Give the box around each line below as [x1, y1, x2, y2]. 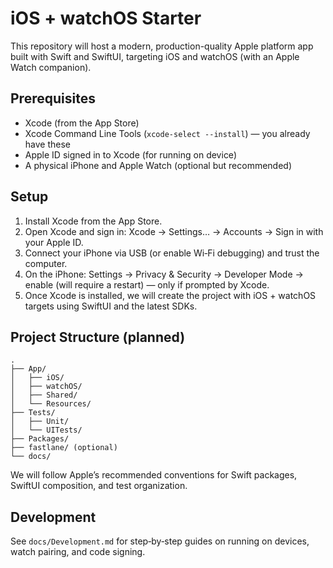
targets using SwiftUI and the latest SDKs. [24, 300, 198, 312]
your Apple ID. [24, 236, 84, 248]
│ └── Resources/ [10, 399, 92, 409]
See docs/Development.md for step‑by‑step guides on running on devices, [10, 535, 310, 547]
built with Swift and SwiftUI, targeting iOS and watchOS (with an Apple [10, 50, 300, 62]
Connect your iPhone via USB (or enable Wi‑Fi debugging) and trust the [24, 247, 320, 259]
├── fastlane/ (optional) [10, 443, 118, 453]
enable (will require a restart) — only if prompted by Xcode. [24, 278, 270, 291]
